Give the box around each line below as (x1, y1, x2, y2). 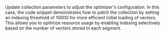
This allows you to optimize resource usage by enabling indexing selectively (5, 20, 161, 26)
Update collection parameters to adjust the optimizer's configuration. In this (5, 4, 160, 10)
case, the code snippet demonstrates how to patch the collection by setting (5, 9, 160, 15)
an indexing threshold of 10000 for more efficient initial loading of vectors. (5, 15, 157, 20)
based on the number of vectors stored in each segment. (5, 25, 122, 31)
